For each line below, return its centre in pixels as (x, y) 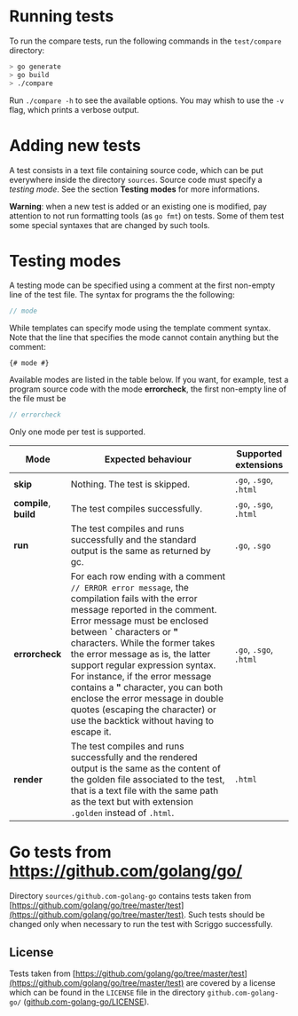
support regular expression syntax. (143, 665)
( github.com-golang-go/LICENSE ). (86, 1002)
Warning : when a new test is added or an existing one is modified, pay (138, 206)
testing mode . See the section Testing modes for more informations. (134, 189)
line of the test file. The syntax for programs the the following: (122, 295)
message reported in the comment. (144, 610)
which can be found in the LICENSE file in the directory (107, 992)
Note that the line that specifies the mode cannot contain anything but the (144, 337)
